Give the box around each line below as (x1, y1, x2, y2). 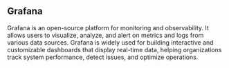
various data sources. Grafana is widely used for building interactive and (7, 38, 214, 47)
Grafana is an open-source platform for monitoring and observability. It (7, 23, 210, 32)
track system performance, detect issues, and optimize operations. (7, 53, 199, 61)
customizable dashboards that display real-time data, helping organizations (7, 45, 222, 54)
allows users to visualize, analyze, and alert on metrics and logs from (7, 31, 204, 39)
